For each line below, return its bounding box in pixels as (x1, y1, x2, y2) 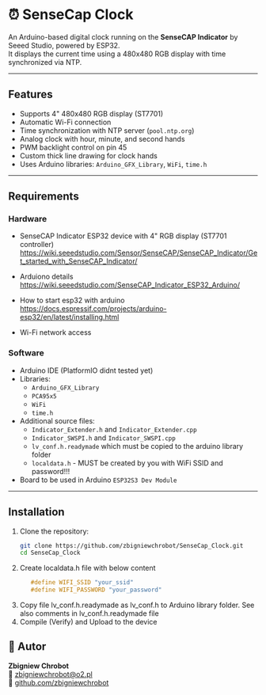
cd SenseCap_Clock (19, 549, 81, 557)
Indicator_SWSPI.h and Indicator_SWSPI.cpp (31, 433, 176, 442)
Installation (8, 505, 65, 519)
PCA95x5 (31, 392, 57, 401)
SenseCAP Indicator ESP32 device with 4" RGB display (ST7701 (19, 231, 227, 241)
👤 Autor (8, 640, 47, 654)
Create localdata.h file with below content (19, 564, 156, 573)
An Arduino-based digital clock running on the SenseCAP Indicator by (8, 32, 238, 41)
